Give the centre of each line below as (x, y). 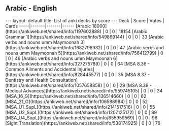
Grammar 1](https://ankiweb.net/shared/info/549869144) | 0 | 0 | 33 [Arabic (84, 37)
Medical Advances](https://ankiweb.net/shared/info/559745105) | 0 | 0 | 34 (84, 90)
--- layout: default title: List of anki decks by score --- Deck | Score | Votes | (85, 20)
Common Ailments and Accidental (41, 69)
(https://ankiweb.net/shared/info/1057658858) (54, 85)
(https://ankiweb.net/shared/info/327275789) (53, 63)
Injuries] (86, 69)
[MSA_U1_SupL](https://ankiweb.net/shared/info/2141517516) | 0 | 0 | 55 (80, 107)
